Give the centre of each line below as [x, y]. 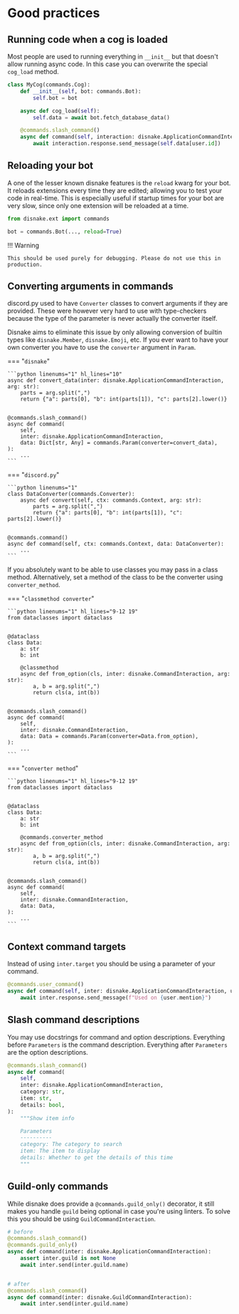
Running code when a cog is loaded [88, 40]
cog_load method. [33, 72]
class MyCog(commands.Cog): [49, 85]
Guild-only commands [58, 1187]
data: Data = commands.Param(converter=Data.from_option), [110, 736]
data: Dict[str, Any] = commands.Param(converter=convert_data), [119, 443]
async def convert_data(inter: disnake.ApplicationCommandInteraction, [116, 381]
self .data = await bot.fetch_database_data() [102, 118]
